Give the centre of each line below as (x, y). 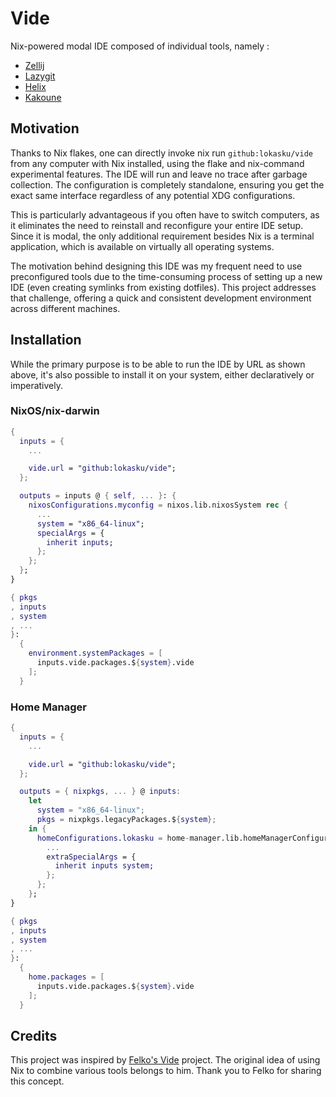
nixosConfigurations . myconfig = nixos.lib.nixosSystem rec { (158, 505)
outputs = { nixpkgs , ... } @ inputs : (100, 792)
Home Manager (48, 707)
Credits (34, 1035)
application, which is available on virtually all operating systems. (142, 246)
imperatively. (36, 385)
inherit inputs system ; (104, 866)
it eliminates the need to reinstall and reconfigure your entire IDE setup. (157, 225)
